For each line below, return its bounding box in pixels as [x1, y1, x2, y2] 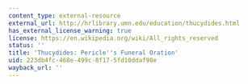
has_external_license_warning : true [8, 26, 132, 34]
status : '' [8, 42, 45, 50]
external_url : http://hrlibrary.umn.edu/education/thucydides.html [8, 19, 241, 27]
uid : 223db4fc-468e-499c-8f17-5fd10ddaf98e [8, 57, 158, 65]
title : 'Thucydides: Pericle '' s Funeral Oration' [8, 49, 179, 57]
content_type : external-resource [8, 11, 121, 20]
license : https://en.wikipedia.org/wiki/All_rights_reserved [8, 34, 219, 42]
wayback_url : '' [8, 64, 63, 72]
